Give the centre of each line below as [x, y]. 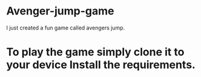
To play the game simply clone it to [95, 52]
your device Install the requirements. [101, 65]
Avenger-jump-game [60, 11]
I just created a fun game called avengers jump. [66, 28]
